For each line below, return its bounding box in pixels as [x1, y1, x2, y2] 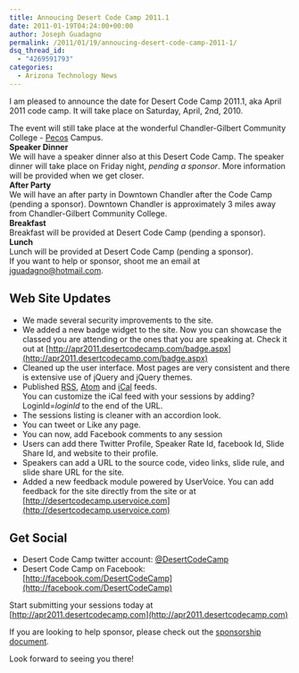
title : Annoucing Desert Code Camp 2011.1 [9, 13, 170, 22]
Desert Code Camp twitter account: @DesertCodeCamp [21, 554, 229, 565]
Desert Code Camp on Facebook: [21, 564, 145, 575]
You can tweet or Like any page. [21, 419, 141, 430]
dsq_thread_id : [9, 46, 66, 55]
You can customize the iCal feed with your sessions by [21, 391, 224, 401]
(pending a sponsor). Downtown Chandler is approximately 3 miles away [9, 198, 277, 209]
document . [9, 636, 49, 647]
